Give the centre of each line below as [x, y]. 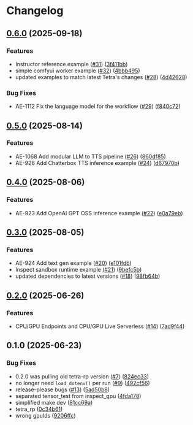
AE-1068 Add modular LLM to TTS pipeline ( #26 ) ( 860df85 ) [91, 156]
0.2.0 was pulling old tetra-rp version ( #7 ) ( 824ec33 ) [82, 376]
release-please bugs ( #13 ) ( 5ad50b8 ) [62, 389]
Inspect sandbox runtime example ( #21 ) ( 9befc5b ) [78, 270]
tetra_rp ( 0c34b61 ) [39, 409]
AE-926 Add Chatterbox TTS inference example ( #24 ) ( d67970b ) [97, 163]
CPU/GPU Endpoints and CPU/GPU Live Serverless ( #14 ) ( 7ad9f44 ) [100, 326]
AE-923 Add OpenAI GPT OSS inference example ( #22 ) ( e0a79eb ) [99, 213]
